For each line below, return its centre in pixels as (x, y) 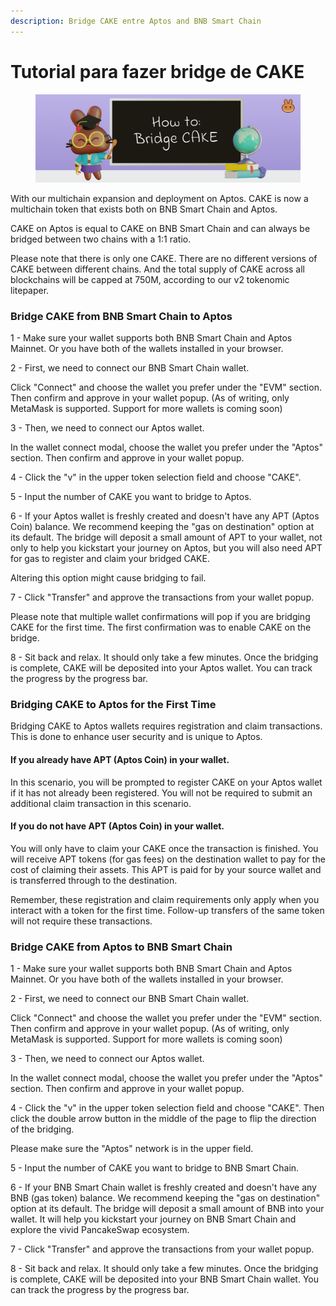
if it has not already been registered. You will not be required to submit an (161, 792)
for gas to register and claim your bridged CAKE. (110, 559)
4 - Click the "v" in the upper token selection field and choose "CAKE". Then (167, 1108)
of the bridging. (42, 1129)
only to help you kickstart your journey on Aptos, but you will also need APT (166, 548)
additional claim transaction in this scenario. (101, 803)
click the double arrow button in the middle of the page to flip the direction (163, 1119)
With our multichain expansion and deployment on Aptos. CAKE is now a (159, 198)
